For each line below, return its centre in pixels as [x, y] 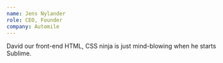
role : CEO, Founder [35, 20]
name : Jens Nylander [36, 13]
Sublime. [19, 53]
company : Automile [33, 26]
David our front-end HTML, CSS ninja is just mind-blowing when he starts [111, 46]
